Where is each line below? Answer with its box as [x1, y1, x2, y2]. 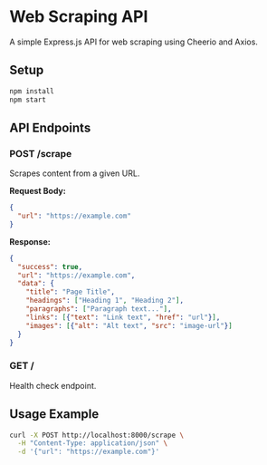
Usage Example [9, 406, 100, 422]
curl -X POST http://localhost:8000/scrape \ [9, 431, 184, 440]
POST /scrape [9, 147, 72, 160]
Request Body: [9, 186, 66, 197]
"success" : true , [17, 262, 83, 271]
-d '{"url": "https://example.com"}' [17, 447, 160, 457]
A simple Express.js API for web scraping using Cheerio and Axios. [9, 36, 258, 47]
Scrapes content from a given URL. [9, 168, 140, 179]
